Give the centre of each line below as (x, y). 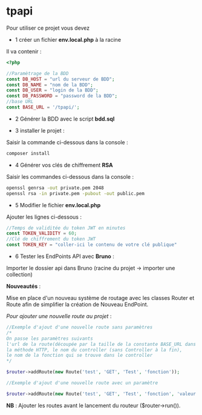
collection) (20, 274)
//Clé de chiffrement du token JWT (51, 239)
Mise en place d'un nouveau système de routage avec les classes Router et (100, 298)
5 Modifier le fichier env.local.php (58, 205)
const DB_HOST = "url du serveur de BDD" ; (60, 79)
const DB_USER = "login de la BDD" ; (52, 90)
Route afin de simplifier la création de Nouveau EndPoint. (77, 305)
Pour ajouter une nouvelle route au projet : (59, 316)
